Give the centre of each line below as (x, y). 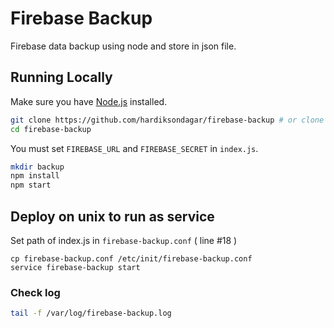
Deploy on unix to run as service (112, 216)
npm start (31, 185)
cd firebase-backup (51, 129)
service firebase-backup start (75, 267)
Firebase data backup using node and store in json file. (123, 46)
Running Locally (61, 77)
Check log (35, 292)
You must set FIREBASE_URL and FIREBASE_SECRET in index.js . (134, 148)
